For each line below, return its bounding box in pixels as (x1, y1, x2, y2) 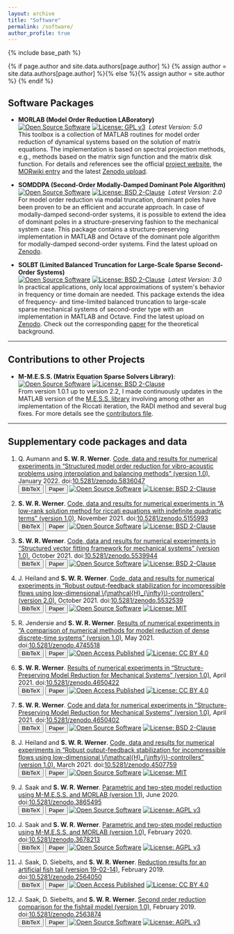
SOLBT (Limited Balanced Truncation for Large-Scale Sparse (17, 261, 197, 269)
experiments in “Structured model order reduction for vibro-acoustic (17, 462, 214, 470)
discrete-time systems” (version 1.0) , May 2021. (17, 634, 155, 642)
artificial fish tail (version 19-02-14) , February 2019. (17, 865, 165, 873)
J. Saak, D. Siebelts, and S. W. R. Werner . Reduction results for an (17, 857, 207, 866)
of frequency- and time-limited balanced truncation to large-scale (17, 298, 207, 306)
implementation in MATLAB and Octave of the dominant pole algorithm (17, 232, 220, 241)
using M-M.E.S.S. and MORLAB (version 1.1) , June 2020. (17, 790, 179, 798)
